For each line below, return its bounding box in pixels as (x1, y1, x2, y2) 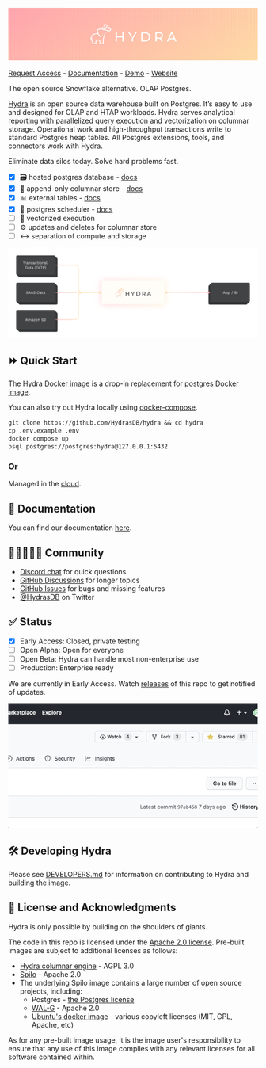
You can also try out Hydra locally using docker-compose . (8, 402, 198, 412)
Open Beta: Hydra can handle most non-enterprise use (19, 654, 199, 663)
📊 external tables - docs (19, 193, 101, 202)
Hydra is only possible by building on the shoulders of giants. (8, 921, 208, 931)
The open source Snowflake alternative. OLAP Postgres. (8, 83, 192, 93)
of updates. (8, 688, 46, 697)
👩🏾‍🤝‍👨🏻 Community (8, 546, 104, 559)
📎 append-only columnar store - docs (19, 183, 143, 193)
